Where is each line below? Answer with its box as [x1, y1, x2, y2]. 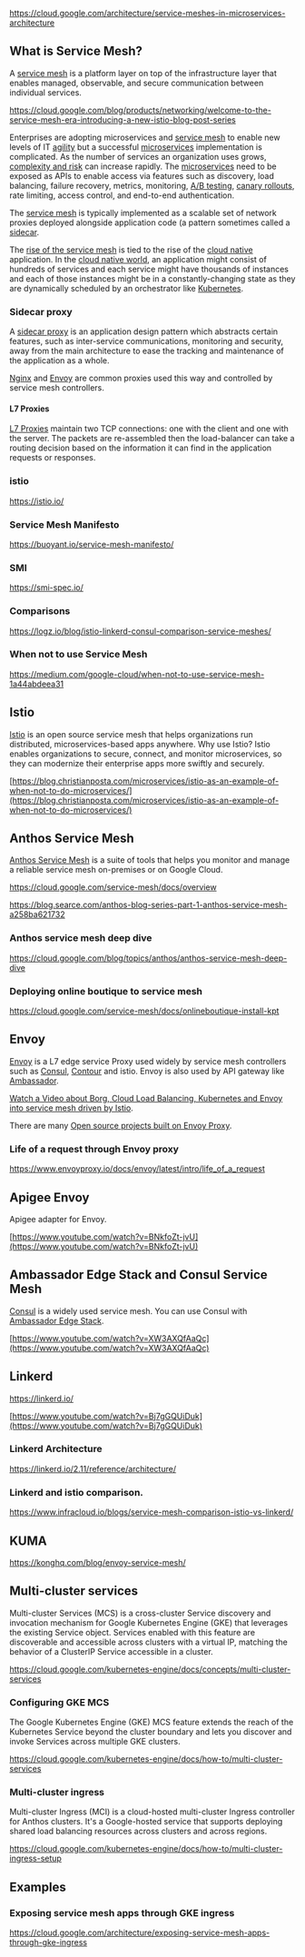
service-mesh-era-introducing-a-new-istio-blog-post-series [9, 114, 236, 125]
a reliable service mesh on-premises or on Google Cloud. [9, 865, 223, 875]
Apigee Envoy [9, 1190, 90, 1205]
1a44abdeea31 [9, 678, 64, 689]
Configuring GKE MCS [9, 1695, 110, 1708]
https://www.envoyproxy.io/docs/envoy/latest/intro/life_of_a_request [9, 1163, 265, 1174]
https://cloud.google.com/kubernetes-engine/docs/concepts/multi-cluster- [9, 1664, 291, 1675]
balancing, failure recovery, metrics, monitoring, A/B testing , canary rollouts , [9, 180, 295, 191]
